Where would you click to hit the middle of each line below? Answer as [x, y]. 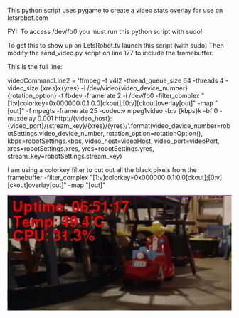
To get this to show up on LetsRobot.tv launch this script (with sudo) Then [116, 45]
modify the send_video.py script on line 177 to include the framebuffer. [110, 53]
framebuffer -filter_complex [48, 177]
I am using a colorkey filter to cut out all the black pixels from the [102, 170]
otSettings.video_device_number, [56, 133]
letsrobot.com [28, 18]
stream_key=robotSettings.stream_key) [65, 156]
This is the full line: [35, 67]
